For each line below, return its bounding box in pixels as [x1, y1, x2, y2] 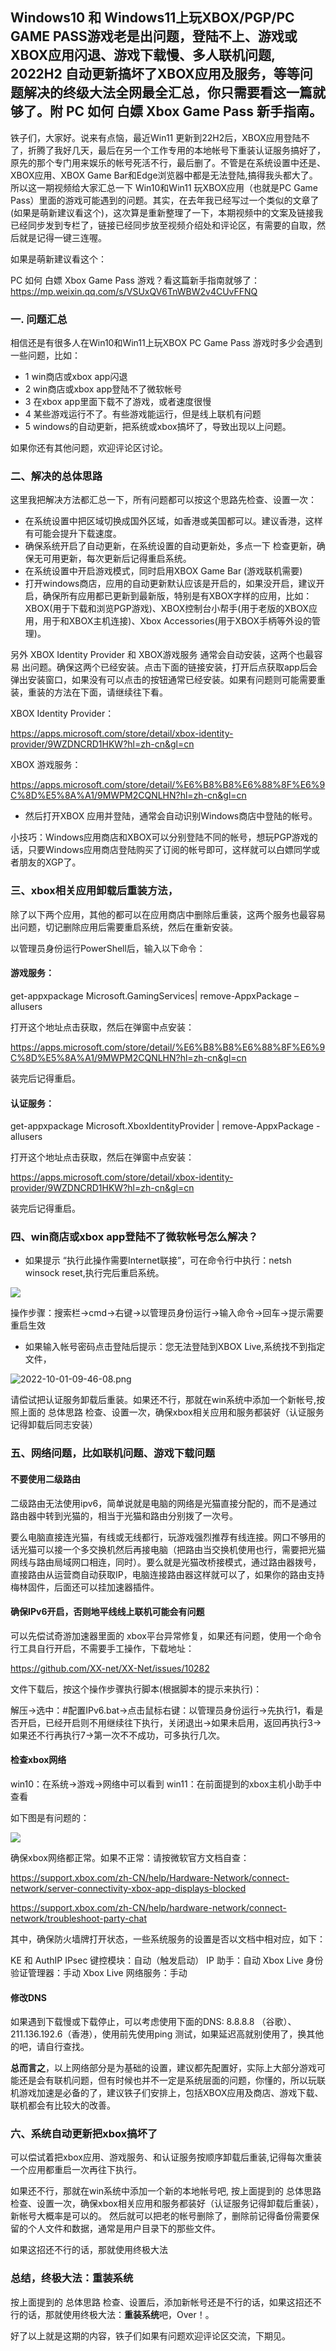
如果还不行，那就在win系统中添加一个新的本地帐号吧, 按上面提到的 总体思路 [10, 2185, 322, 2197]
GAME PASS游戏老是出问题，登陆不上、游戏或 [10, 28, 298, 45]
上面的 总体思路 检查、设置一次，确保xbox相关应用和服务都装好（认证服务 [18, 1406, 325, 1418]
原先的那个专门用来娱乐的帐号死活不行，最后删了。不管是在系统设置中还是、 [10, 156, 326, 168]
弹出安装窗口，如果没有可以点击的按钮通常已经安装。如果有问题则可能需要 [10, 674, 317, 686]
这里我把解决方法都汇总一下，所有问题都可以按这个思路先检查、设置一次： [10, 494, 317, 506]
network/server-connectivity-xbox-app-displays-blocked [10, 1882, 247, 1894]
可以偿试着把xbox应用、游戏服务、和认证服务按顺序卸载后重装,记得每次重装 [10, 2151, 322, 2163]
